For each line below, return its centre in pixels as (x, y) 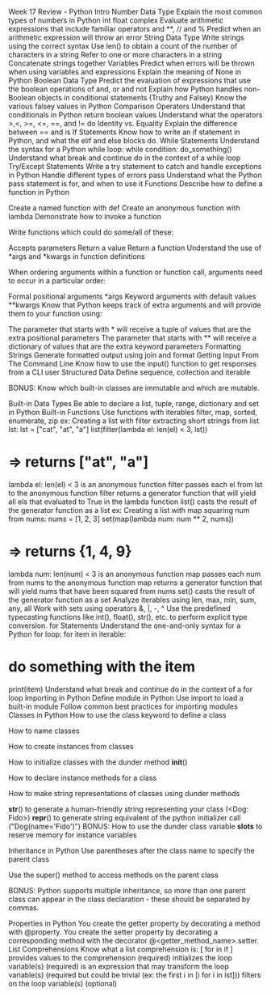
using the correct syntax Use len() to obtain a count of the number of (123, 46)
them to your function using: (55, 314)
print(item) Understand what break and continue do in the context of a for (131, 689)
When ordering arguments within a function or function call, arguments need (135, 272)
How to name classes (44, 731)
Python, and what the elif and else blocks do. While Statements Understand (134, 140)
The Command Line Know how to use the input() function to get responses (132, 364)
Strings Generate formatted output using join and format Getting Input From (134, 355)
